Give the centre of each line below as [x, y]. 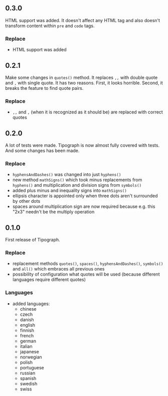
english [28, 325]
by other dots [26, 201]
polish [26, 362]
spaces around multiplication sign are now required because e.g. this [84, 207]
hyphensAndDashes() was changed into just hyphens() [67, 175]
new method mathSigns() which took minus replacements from [77, 180]
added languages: [31, 304]
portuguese [32, 367]
